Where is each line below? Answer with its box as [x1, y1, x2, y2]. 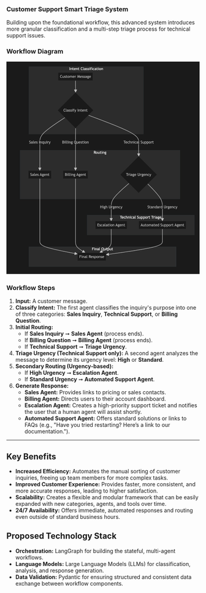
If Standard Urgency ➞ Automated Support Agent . [24, 376, 155, 383]
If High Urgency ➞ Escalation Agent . [24, 369, 119, 377]
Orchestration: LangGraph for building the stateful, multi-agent [15, 547, 176, 554]
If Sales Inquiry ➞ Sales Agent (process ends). [24, 330, 144, 337]
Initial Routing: [15, 324, 53, 331]
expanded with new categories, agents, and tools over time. [15, 500, 167, 508]
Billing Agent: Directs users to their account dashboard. [24, 395, 167, 403]
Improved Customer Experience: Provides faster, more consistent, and [15, 481, 196, 488]
